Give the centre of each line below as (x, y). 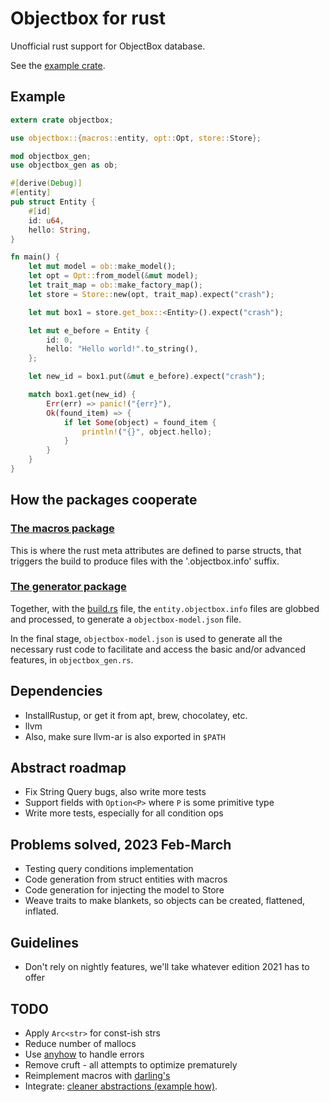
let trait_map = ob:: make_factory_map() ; (115, 285)
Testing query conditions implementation (109, 869)
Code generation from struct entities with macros (126, 879)
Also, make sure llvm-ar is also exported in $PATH (125, 736)
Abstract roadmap (68, 768)
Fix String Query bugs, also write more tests (115, 792)
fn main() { (35, 257)
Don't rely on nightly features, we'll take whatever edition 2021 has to (167, 967)
